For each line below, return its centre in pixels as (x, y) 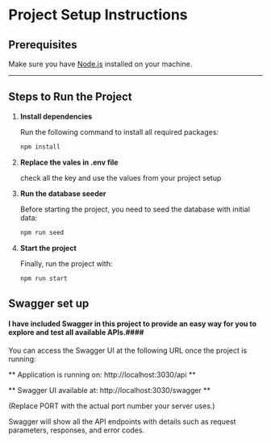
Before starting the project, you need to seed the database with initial (135, 209)
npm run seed (42, 232)
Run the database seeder (63, 193)
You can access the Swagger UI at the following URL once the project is (128, 351)
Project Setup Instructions (98, 15)
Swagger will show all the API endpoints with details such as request (122, 422)
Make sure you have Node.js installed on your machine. (100, 64)
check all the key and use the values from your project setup (121, 178)
